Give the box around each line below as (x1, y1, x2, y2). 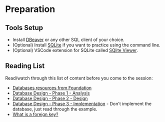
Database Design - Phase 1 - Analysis (12, 90, 90, 96)
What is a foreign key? (12, 111, 58, 117)
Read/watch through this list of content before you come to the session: (5, 75, 153, 81)
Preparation (5, 3, 55, 15)
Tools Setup (5, 23, 43, 32)
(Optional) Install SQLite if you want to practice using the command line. (12, 42, 161, 48)
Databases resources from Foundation (12, 84, 92, 90)
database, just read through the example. (12, 106, 97, 112)
